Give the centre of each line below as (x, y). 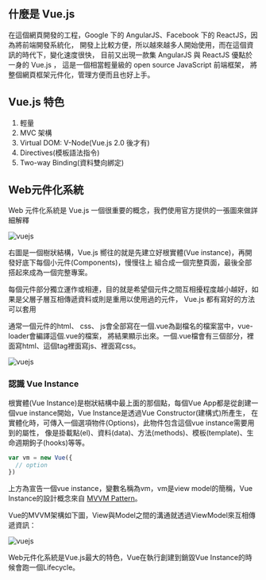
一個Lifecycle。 (54, 567)
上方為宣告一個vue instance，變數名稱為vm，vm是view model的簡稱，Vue (130, 489)
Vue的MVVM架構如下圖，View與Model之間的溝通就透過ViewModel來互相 (129, 516)
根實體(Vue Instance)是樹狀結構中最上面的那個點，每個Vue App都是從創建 (130, 403)
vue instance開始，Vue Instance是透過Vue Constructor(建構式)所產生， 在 (137, 412)
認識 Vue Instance (44, 384)
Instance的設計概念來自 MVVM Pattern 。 (75, 498)
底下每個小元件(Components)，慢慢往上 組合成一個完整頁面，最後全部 (137, 263)
